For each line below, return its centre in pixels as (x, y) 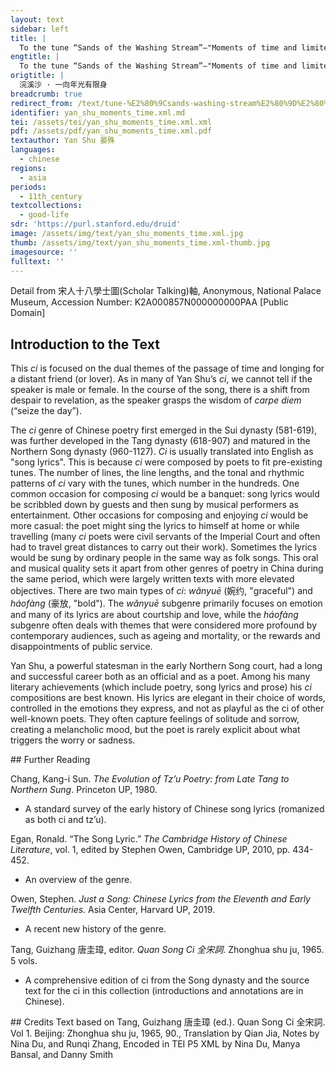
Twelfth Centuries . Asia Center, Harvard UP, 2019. (113, 910)
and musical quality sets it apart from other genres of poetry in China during (167, 568)
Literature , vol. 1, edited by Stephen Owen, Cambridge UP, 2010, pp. (150, 850)
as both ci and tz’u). (65, 820)
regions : (28, 168)
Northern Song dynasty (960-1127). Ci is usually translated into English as (162, 452)
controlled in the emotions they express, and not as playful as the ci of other (167, 708)
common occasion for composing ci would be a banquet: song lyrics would (165, 494)
